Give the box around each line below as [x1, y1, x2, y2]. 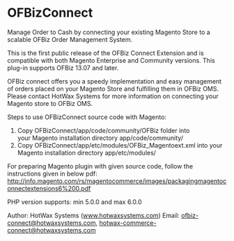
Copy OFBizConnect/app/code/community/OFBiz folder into [17, 126, 190, 134]
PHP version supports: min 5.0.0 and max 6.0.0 [7, 197, 142, 206]
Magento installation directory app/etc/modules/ [17, 148, 157, 157]
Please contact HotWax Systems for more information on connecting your [7, 92, 219, 100]
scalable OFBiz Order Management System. [7, 35, 133, 43]
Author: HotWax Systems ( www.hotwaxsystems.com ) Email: [7, 211, 180, 219]
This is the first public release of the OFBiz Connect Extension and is [7, 49, 204, 57]
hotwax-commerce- [99, 218, 157, 227]
